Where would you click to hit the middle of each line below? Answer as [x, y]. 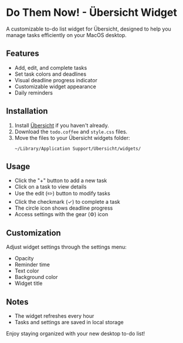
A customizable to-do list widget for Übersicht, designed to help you [89, 29]
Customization [34, 233]
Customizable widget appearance [55, 86]
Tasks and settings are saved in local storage [69, 322]
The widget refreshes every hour [54, 316]
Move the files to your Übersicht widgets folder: [72, 137]
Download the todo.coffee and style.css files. [71, 132]
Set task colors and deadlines [50, 74]
